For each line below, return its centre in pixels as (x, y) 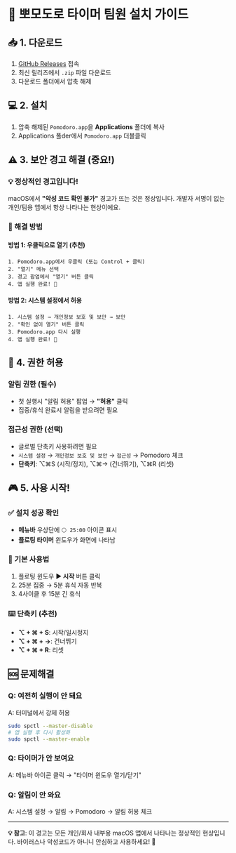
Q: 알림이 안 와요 (35, 795)
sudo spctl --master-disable (50, 726)
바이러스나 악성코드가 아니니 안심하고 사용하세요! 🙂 (86, 842)
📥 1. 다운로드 (35, 42)
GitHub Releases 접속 (49, 64)
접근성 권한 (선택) (36, 430)
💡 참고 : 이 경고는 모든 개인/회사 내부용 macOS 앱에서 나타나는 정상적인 (105, 833)
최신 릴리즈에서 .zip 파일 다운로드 (64, 72)
